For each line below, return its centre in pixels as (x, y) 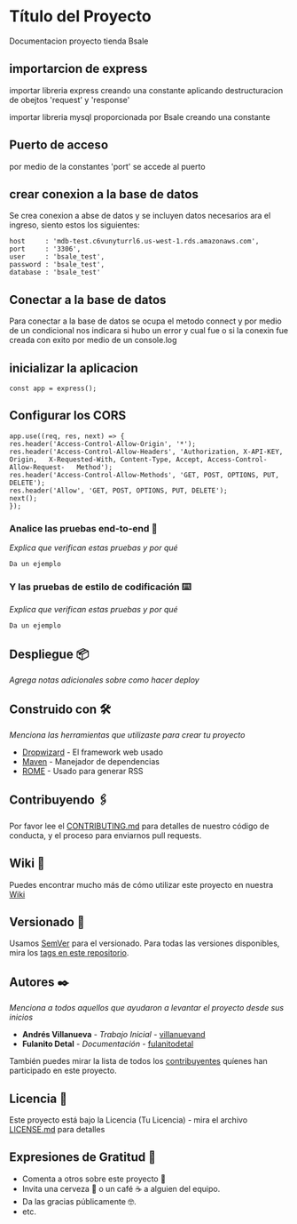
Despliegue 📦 (49, 654)
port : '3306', (45, 249)
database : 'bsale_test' (55, 273)
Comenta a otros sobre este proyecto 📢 (94, 1179)
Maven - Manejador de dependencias (90, 762)
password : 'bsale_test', (57, 265)
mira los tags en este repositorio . (69, 953)
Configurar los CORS (68, 416)
